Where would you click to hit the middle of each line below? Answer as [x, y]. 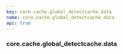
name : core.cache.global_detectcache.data [60, 17]
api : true [19, 23]
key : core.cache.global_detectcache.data [59, 12]
